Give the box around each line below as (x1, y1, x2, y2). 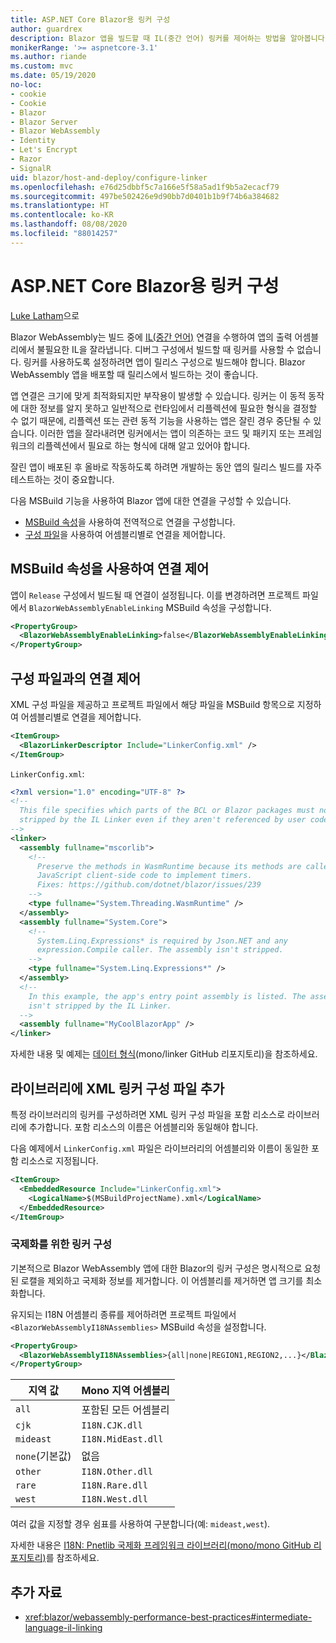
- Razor (10, 154, 43, 164)
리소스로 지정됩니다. (20, 1155, 99, 1166)
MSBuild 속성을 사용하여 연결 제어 (10, 561, 210, 578)
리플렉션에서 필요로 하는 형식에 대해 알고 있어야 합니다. (36, 439, 251, 451)
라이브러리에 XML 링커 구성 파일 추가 (10, 1080, 225, 1097)
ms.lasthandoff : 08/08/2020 (10, 219, 128, 230)
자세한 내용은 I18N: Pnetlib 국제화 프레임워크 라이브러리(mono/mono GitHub (10, 1539, 312, 1551)
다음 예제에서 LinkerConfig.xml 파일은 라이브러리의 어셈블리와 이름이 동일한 (10, 1142, 309, 1154)
